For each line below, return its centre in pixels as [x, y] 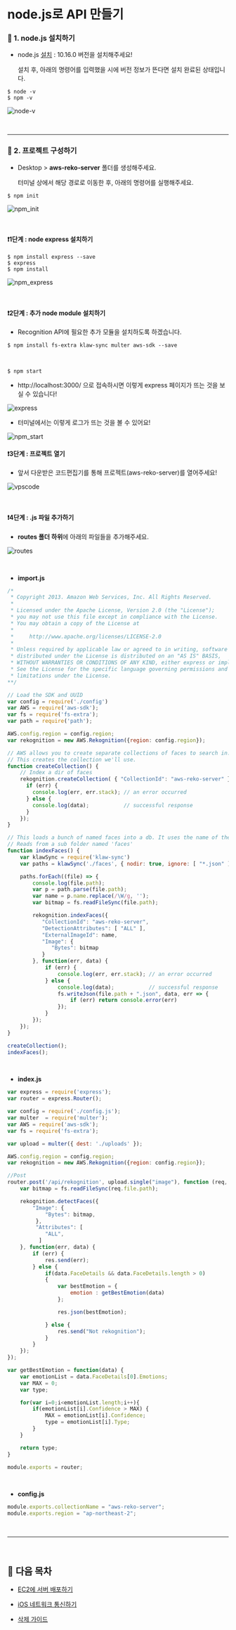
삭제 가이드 [33, 1619]
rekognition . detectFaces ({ [59, 1201]
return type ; [39, 1448]
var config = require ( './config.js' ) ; [64, 1112]
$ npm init [23, 195]
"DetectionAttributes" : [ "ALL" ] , [94, 928]
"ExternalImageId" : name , [80, 935]
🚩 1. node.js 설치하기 [41, 38]
